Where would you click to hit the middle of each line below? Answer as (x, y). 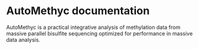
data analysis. (23, 40)
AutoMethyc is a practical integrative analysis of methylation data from (94, 27)
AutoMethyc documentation (78, 11)
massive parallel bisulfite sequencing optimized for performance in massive (99, 33)
